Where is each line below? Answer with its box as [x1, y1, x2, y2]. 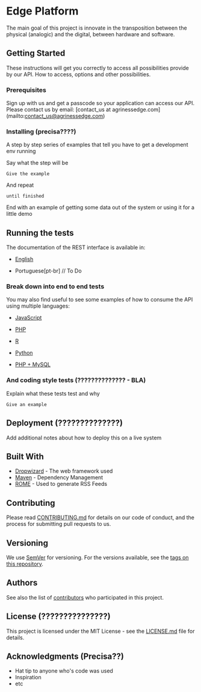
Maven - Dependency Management [14, 474, 104, 481]
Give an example [6, 401, 47, 407]
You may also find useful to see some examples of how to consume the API [6, 296, 193, 303]
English [14, 256, 34, 263]
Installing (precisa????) [6, 127, 76, 135]
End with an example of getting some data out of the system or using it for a [6, 204, 194, 211]
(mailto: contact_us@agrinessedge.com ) [6, 112, 105, 120]
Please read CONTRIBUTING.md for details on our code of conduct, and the [6, 514, 194, 521]
